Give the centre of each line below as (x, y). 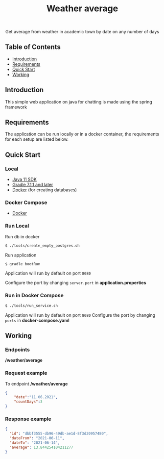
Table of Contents (33, 47)
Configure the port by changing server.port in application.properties (76, 283)
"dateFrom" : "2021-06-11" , (37, 438)
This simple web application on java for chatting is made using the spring (79, 102)
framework (16, 107)
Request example (26, 373)
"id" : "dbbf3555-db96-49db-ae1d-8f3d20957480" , (59, 434)
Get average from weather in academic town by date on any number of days (82, 31)
